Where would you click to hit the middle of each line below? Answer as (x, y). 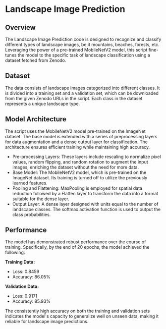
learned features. (30, 183)
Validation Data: (22, 286)
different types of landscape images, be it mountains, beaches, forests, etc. (82, 45)
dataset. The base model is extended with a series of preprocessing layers (81, 136)
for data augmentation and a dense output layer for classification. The (76, 142)
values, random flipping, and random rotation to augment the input (80, 162)
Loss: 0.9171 (25, 296)
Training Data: (20, 262)
